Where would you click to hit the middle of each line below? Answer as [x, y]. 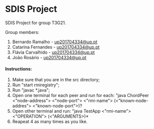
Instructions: [19, 69]
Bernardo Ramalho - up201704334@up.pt [55, 42]
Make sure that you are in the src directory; [56, 80]
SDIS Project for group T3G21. [36, 23]
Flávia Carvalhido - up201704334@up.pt [53, 52]
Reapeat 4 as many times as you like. [50, 122]
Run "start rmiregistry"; [36, 85]
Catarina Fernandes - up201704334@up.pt [56, 47]
